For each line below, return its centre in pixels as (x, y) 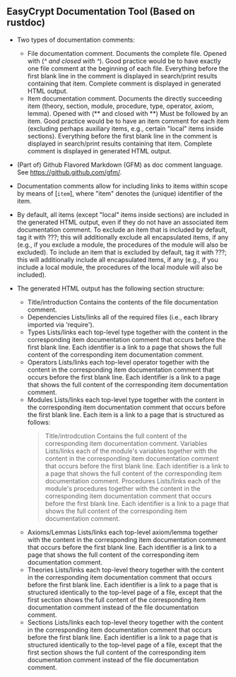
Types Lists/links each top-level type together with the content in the (128, 332)
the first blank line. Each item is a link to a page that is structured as (126, 414)
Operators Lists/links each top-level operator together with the (118, 362)
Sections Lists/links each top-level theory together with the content (125, 622)
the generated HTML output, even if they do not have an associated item (123, 222)
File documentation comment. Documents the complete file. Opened (127, 53)
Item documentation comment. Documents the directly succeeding (125, 98)
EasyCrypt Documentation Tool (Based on (101, 12)
